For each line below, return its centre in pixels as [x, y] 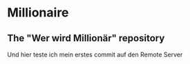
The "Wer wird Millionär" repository [86, 38]
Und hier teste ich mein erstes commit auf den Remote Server [95, 54]
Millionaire [38, 13]
